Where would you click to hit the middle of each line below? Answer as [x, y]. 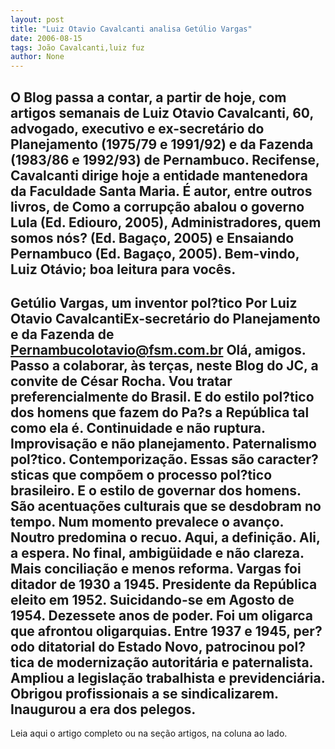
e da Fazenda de [62, 334]
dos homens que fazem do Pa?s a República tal [160, 412]
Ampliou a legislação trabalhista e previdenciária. [168, 677]
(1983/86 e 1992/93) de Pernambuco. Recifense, [165, 159]
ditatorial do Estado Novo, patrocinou [156, 646]
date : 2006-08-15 [46, 38]
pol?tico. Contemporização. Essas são [132, 459]
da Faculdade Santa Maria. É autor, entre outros [161, 191]
